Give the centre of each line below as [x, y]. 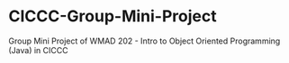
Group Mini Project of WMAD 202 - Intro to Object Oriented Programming [144, 41]
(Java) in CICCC [38, 50]
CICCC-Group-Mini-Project [113, 16]
